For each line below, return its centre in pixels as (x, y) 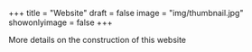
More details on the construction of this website (98, 40)
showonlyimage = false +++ (61, 22)
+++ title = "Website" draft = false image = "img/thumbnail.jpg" (126, 13)
